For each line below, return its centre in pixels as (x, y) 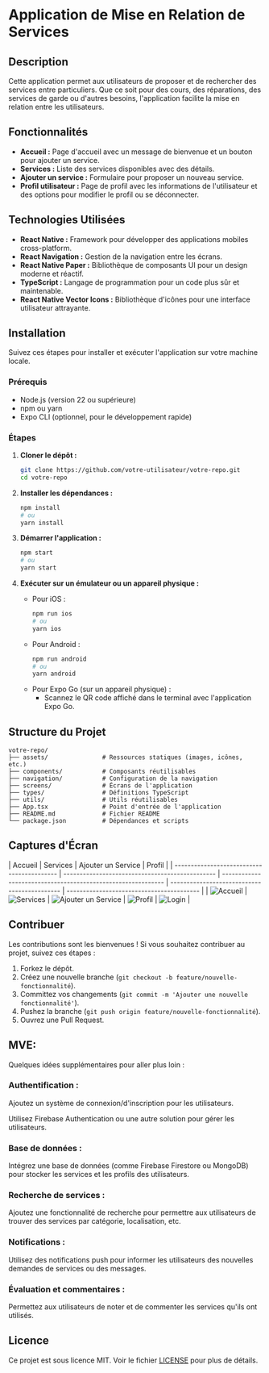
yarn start (38, 568)
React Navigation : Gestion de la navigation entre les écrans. (121, 257)
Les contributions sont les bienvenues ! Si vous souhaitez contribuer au (127, 944)
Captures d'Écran (54, 846)
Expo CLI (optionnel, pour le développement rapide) (106, 416)
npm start (37, 553)
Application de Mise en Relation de (127, 15)
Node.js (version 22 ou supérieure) (78, 399)
